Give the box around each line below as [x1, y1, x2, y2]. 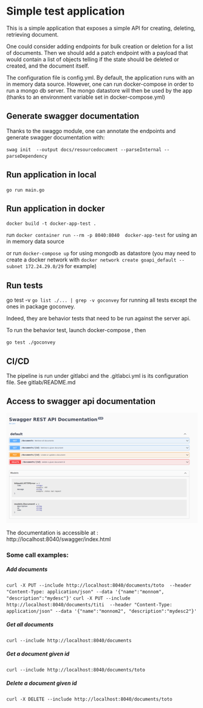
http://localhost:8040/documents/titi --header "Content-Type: [6, 601, 173, 607]
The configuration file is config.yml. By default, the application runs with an [6, 74, 194, 81]
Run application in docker [6, 203, 105, 214]
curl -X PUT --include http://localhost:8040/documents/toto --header [6, 582, 191, 589]
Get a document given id [6, 650, 70, 657]
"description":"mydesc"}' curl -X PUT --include [6, 595, 131, 601]
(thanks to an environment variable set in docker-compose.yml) [6, 93, 165, 101]
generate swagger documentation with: [6, 133, 105, 141]
